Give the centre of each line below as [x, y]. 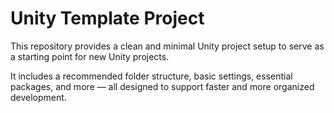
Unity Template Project [107, 18]
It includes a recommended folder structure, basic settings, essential [151, 76]
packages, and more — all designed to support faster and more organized [162, 86]
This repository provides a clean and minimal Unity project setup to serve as [167, 46]
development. [38, 97]
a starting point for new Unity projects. [90, 56]
